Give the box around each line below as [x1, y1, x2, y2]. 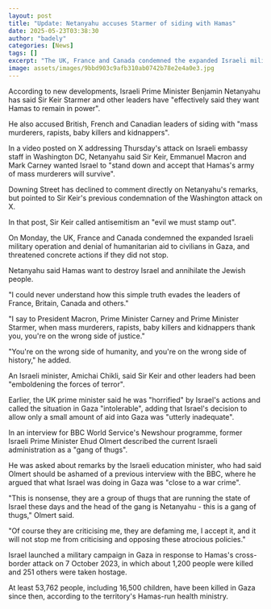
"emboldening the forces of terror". [8, 379, 125, 389]
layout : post [8, 11, 52, 20]
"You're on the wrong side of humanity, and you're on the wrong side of [8, 346, 248, 356]
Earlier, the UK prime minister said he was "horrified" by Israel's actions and [8, 395, 261, 404]
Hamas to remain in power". [8, 103, 101, 113]
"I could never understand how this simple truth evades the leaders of [8, 289, 240, 299]
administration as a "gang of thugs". [8, 445, 128, 454]
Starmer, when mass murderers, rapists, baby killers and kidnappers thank [8, 322, 256, 332]
